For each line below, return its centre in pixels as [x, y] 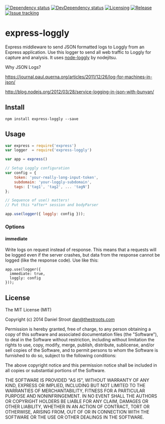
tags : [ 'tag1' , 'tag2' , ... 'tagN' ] [52, 187]
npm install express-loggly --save [42, 119]
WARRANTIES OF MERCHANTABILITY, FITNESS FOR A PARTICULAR [75, 391]
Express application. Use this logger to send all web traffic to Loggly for [78, 52]
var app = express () [27, 159]
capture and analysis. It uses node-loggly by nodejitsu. [61, 57]
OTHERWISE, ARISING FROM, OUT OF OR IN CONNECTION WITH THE [77, 412]
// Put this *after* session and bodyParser [52, 205]
